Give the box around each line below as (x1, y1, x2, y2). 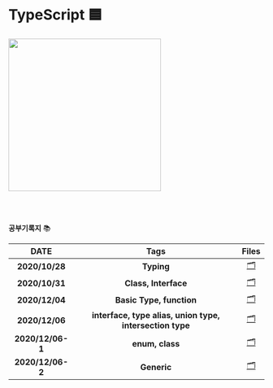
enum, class (132, 338, 180, 349)
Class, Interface (124, 277, 188, 289)
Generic (140, 361, 172, 373)
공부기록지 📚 (8, 223, 51, 233)
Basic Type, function (115, 294, 197, 306)
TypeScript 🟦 (8, 6, 103, 24)
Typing (141, 261, 171, 272)
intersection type (121, 320, 191, 331)
